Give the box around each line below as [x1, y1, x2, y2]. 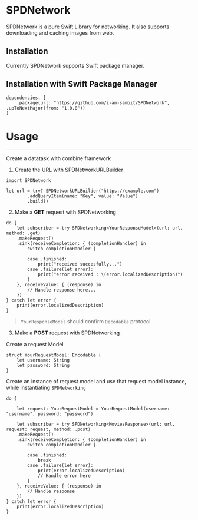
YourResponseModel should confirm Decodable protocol [20, 317, 151, 324]
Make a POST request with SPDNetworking [14, 329, 120, 336]
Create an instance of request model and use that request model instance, [6, 377, 187, 385]
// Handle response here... [27, 287, 96, 293]
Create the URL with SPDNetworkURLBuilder [14, 166, 124, 173]
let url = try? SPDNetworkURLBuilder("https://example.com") [6, 188, 160, 194]
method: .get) [6, 230, 41, 236]
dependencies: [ [6, 95, 46, 101]
